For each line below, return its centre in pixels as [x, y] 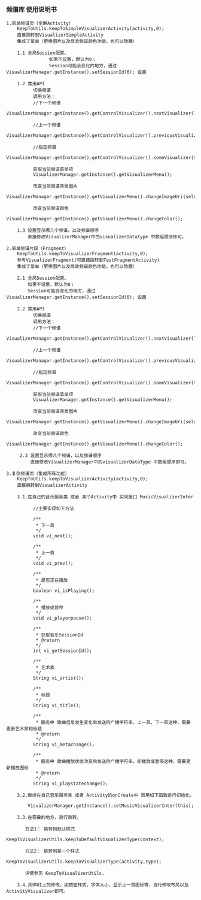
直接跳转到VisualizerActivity [52, 485]
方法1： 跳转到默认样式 [50, 829]
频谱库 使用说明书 [31, 9]
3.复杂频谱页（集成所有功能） [38, 474]
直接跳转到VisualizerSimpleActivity [60, 35]
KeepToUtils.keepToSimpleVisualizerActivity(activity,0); [91, 29]
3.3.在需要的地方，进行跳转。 [49, 818]
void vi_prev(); [53, 563]
